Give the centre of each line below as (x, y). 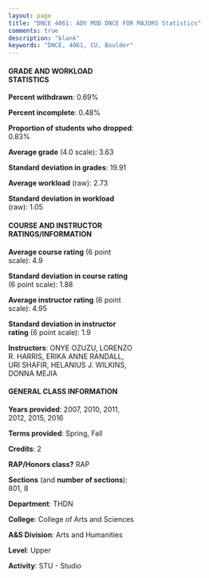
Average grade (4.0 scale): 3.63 (61, 152)
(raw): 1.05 (26, 207)
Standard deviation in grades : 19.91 (67, 168)
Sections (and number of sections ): (68, 480)
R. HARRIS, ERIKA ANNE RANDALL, (66, 356)
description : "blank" (44, 38)
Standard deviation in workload (61, 199)
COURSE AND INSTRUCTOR (55, 225)
